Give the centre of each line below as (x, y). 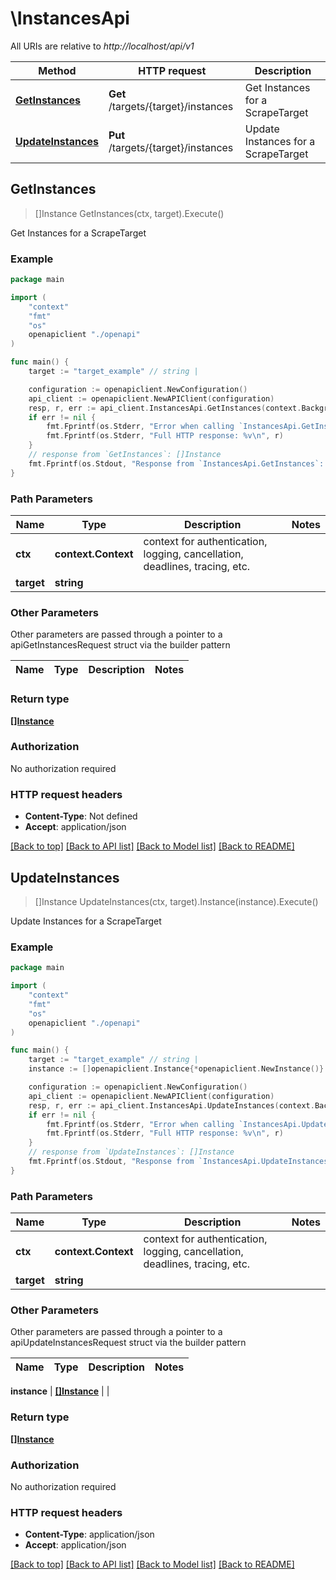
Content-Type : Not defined (81, 816)
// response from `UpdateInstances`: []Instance (131, 1152)
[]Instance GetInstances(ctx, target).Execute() (129, 213)
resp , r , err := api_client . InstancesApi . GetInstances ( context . (165, 408)
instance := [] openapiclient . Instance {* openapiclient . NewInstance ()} (176, 1069)
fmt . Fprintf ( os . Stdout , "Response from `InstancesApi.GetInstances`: (176, 463)
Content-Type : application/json (89, 1534)
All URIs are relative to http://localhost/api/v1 (102, 46)
